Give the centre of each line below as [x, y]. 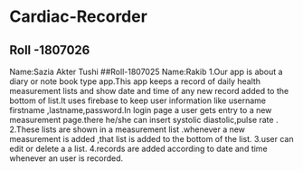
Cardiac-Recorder [78, 17]
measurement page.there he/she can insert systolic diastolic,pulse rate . [144, 120]
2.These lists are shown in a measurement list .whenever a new [128, 129]
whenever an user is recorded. [66, 158]
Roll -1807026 [50, 50]
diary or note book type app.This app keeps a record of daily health [135, 81]
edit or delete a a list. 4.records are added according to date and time [139, 148]
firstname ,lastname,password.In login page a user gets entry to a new [141, 110]
